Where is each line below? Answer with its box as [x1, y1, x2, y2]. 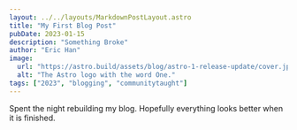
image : [9, 54, 34, 63]
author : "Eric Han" [9, 46, 81, 55]
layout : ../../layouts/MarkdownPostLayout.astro [9, 12, 192, 22]
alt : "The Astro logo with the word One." [17, 71, 176, 80]
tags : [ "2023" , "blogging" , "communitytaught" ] [9, 79, 188, 88]
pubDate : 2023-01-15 [9, 29, 86, 38]
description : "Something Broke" [9, 37, 128, 47]
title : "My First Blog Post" [9, 21, 117, 30]
